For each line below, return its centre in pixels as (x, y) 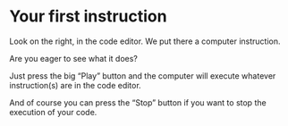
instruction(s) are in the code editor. (75, 85)
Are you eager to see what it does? (74, 58)
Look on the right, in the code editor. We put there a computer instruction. (145, 41)
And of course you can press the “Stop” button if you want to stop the (138, 102)
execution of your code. (53, 112)
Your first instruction (88, 17)
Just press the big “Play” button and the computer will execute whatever (143, 76)
